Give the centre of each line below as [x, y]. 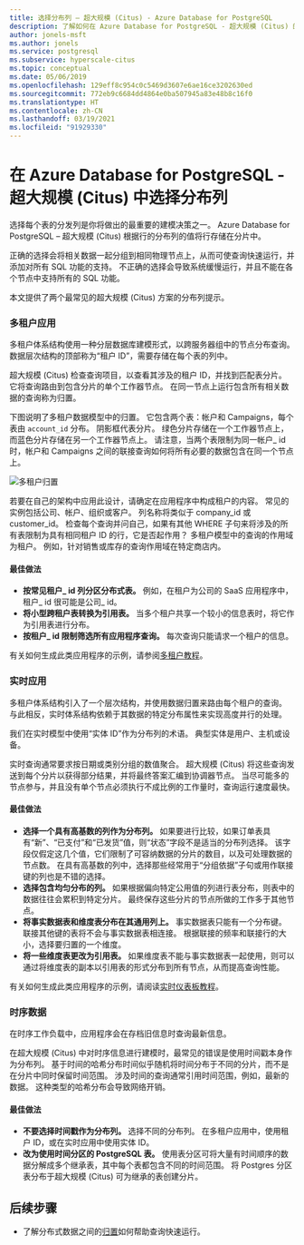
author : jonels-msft [48, 34]
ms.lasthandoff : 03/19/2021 [62, 119]
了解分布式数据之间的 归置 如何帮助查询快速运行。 [114, 1231]
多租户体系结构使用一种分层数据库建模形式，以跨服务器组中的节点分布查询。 [152, 345]
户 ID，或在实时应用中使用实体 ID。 [88, 1142]
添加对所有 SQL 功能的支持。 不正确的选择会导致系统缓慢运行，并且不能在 [147, 266]
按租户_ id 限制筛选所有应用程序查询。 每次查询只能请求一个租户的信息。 [158, 636]
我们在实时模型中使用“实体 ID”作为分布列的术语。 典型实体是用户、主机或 [146, 733]
